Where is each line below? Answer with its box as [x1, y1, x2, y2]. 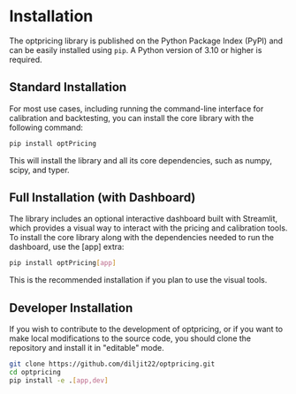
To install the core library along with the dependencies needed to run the [9, 232, 274, 243]
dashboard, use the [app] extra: [9, 241, 125, 253]
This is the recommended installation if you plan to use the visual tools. [9, 275, 268, 285]
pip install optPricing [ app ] [9, 259, 117, 268]
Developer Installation [9, 300, 133, 315]
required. [9, 54, 42, 64]
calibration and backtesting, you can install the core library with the [9, 112, 254, 123]
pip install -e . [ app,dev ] [9, 375, 109, 385]
